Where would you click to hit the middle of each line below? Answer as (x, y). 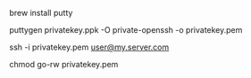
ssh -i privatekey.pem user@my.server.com (89, 47)
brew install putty (41, 13)
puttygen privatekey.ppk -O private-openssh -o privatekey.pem (126, 30)
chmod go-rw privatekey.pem (64, 64)
